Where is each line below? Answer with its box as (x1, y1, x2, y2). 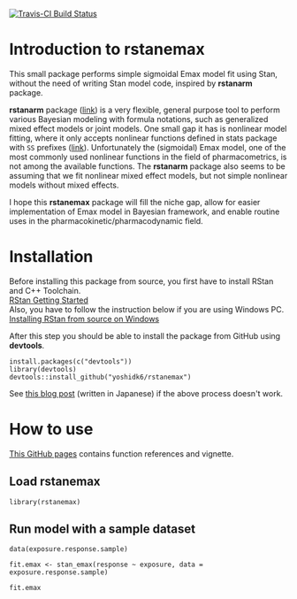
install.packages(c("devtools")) (9, 357, 133, 366)
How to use (9, 419, 94, 440)
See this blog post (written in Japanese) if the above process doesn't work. (9, 388, 284, 398)
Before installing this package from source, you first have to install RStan (9, 275, 274, 287)
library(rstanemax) (9, 497, 81, 506)
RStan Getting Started (9, 295, 88, 305)
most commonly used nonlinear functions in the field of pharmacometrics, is (9, 151, 287, 162)
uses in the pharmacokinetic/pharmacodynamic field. (9, 215, 203, 226)
